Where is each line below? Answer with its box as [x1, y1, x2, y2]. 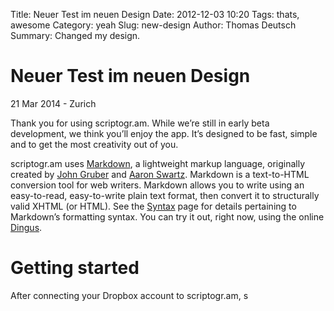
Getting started [10, 257, 140, 279]
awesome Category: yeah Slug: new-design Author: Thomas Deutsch [10, 19, 297, 31]
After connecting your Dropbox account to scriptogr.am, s [10, 289, 249, 301]
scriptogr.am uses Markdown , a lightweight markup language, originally [10, 157, 306, 169]
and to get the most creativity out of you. [10, 138, 179, 150]
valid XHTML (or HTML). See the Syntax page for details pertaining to [10, 200, 297, 212]
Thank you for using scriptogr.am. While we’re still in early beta [10, 117, 270, 129]
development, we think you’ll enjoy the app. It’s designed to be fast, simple [10, 127, 318, 139]
